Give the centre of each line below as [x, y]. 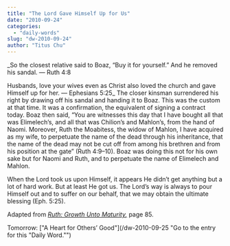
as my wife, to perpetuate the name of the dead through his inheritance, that [115, 137]
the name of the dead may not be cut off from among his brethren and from [114, 144]
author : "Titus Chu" [37, 45]
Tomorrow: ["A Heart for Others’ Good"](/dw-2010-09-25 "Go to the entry [112, 228]
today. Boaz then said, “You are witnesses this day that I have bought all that [115, 115]
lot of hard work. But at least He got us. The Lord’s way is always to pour [110, 187]
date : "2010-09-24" [35, 20]
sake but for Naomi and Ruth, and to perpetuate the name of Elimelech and [113, 158]
